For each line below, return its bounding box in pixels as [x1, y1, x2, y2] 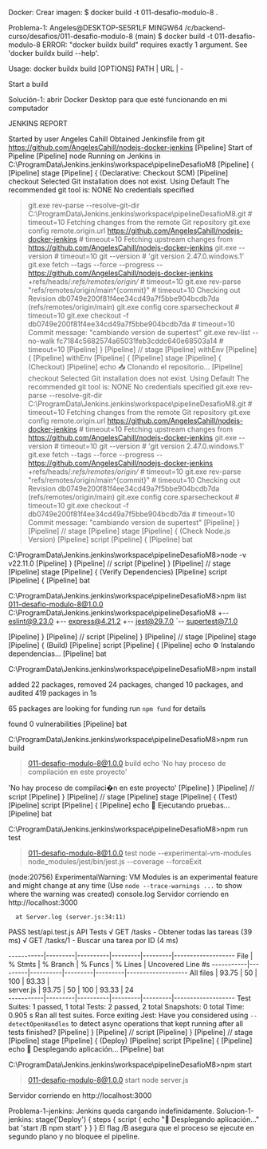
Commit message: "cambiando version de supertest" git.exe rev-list [27, 328, 251, 337]
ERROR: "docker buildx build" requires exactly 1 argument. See [42, 40, 249, 49]
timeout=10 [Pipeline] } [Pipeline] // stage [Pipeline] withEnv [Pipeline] [27, 345, 257, 354]
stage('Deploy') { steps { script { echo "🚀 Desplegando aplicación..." [35, 1115, 260, 1124]
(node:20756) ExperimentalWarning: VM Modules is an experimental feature [8, 872, 258, 882]
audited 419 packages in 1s [8, 689, 97, 697]
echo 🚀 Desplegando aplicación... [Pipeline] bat [8, 1044, 165, 1053]
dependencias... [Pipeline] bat [8, 649, 107, 658]
